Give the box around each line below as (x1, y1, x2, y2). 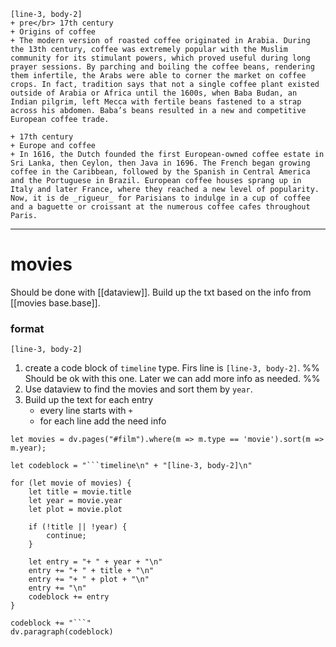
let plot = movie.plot (28, 505, 123, 515)
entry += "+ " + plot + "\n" (28, 575, 150, 585)
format (10, 321, 45, 335)
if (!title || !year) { (28, 522, 128, 532)
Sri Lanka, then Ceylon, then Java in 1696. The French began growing (10, 158, 311, 168)
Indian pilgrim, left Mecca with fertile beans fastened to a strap (10, 97, 302, 107)
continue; (46, 531, 87, 541)
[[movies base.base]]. (10, 296, 101, 309)
